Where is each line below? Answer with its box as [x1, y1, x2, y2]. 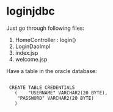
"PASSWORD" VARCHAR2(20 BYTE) [17, 95, 95, 101]
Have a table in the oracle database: [6, 67, 97, 74]
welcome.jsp [15, 55, 48, 63]
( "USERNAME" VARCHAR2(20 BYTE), [14, 89, 108, 96]
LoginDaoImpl [15, 43, 51, 50]
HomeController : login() [15, 36, 76, 43]
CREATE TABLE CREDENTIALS [9, 84, 75, 91]
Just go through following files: [6, 24, 84, 32]
